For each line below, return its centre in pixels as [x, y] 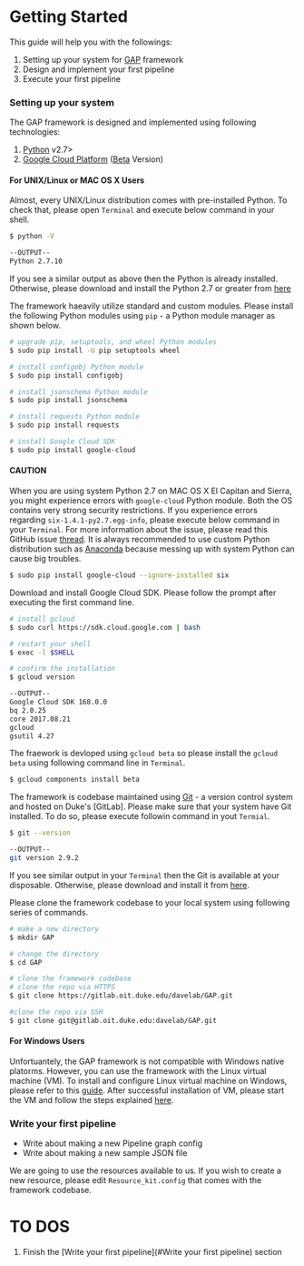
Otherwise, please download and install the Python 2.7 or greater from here [151, 289]
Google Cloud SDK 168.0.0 [58, 703]
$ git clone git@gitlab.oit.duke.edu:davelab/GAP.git [113, 1020]
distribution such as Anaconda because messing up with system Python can [152, 549]
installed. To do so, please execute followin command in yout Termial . [140, 816]
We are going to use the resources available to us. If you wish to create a [145, 1170]
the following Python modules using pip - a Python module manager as [142, 316]
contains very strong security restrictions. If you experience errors [134, 511]
